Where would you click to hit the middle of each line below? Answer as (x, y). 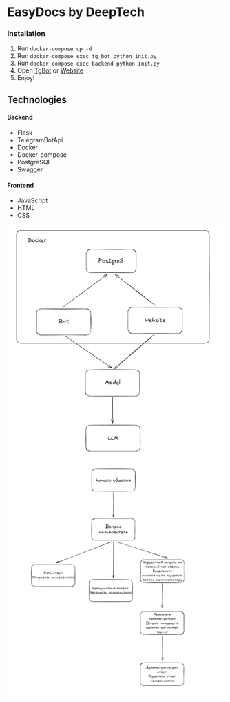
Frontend (21, 185)
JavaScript (32, 200)
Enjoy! (26, 78)
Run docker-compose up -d (54, 48)
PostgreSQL (34, 162)
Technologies (37, 100)
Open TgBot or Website (50, 70)
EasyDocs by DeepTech (76, 12)
